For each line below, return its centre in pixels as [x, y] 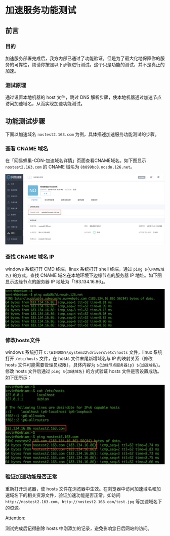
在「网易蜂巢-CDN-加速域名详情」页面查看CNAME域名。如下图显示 [76, 160]
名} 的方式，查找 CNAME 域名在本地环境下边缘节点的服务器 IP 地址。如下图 [83, 275]
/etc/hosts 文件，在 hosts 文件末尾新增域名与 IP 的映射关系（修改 [84, 358]
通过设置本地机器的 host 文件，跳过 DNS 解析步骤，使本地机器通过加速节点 [83, 97]
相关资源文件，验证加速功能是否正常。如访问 [74, 495]
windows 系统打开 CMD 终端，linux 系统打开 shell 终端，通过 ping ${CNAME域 [85, 269]
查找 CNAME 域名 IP [30, 257]
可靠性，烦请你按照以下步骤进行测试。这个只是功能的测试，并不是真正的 [89, 64]
